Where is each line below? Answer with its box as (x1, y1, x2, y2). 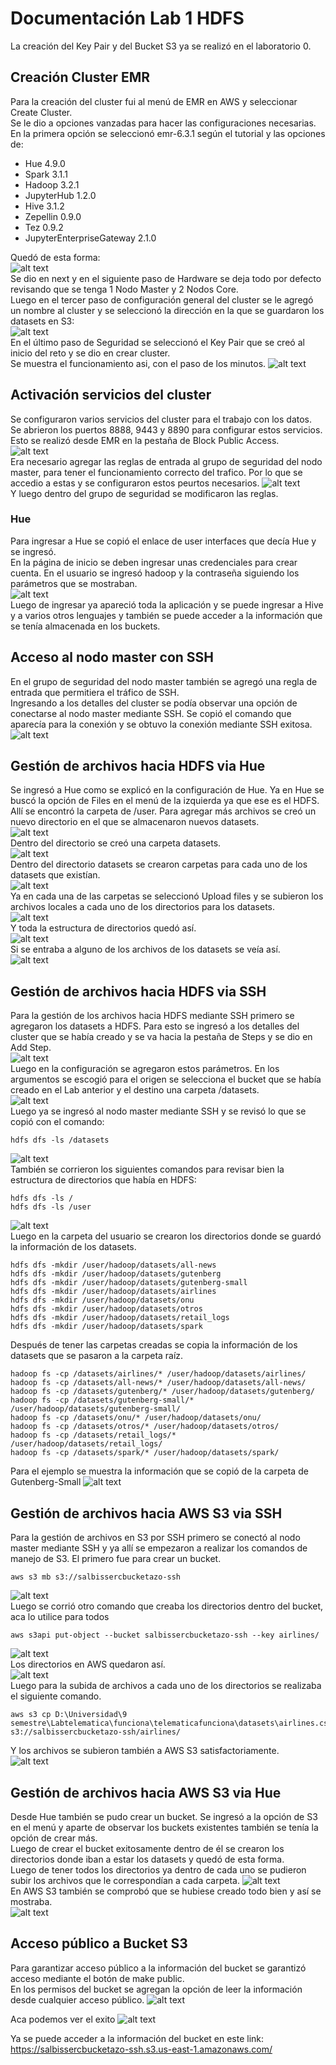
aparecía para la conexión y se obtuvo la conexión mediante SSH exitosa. (10, 718, 313, 730)
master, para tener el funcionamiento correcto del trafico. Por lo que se (10, 466, 303, 478)
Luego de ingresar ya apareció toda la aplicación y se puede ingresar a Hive (10, 598, 324, 611)
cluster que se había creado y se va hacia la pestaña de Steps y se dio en (10, 1031, 313, 1043)
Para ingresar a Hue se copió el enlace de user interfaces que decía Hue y (10, 535, 317, 547)
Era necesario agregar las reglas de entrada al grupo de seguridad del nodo (10, 455, 323, 467)
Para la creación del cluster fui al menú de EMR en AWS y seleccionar (10, 95, 298, 107)
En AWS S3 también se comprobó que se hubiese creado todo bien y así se (10, 1885, 322, 1897)
